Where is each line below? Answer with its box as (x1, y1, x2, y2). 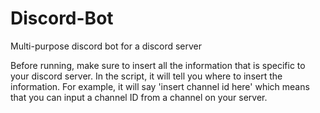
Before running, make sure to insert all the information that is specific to (10, 59, 306, 71)
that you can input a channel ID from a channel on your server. (10, 91, 268, 103)
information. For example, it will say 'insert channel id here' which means (10, 80, 310, 92)
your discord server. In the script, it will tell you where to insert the (10, 70, 283, 82)
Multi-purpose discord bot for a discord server (10, 40, 203, 52)
